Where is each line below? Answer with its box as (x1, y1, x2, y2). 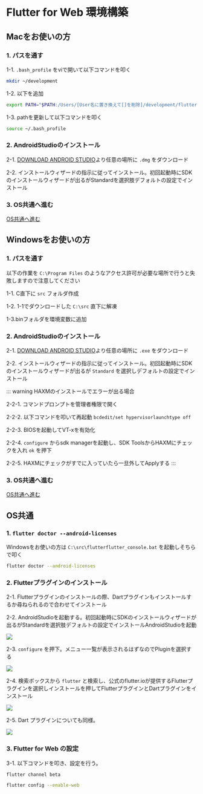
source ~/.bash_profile (6, 125, 66, 132)
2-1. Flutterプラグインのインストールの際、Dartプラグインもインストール (6, 593, 187, 600)
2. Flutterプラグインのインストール (6, 578, 108, 587)
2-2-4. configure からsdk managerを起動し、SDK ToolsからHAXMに (6, 439, 177, 446)
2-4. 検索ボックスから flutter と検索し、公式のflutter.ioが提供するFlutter (6, 677, 188, 685)
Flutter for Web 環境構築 (6, 5, 129, 19)
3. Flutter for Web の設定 (6, 744, 79, 753)
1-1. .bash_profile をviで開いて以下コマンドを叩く (6, 66, 131, 73)
